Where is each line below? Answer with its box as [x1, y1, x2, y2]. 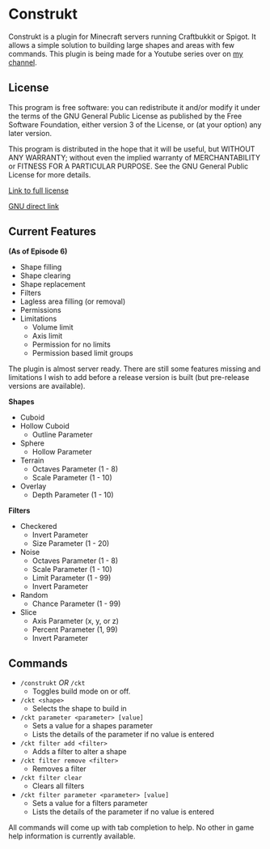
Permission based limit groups [32, 348, 133, 357]
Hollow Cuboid [19, 420, 70, 430]
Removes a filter [32, 764, 86, 774]
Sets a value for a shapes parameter [32, 721, 154, 731]
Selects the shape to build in [32, 704, 127, 714]
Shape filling [19, 262, 62, 271]
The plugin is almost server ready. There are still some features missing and [8, 364, 261, 373]
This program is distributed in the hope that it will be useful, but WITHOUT [8, 143, 255, 154]
